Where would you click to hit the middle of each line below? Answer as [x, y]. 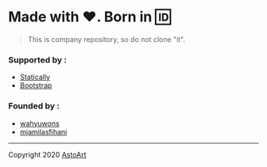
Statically [35, 77]
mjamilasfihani [43, 131]
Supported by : [38, 59]
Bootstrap [36, 85]
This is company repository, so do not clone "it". [106, 39]
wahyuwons [39, 123]
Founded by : [34, 106]
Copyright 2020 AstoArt [47, 154]
